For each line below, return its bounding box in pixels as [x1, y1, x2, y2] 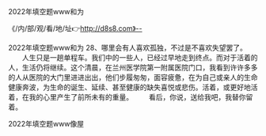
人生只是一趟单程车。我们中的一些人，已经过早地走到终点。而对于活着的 [21, 53, 258, 62]
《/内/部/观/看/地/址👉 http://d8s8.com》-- [8, 24, 142, 33]
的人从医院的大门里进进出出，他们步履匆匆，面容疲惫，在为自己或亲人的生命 [8, 73, 258, 81]
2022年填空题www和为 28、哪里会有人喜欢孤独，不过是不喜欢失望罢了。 [8, 43, 247, 52]
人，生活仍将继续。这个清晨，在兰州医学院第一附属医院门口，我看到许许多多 [8, 62, 258, 72]
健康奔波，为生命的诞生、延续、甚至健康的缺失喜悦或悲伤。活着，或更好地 [8, 82, 251, 92]
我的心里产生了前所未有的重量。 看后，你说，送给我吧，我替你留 [28, 93, 253, 101]
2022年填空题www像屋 [8, 119, 85, 128]
